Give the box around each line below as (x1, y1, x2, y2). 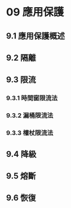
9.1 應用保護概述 (6, 31, 65, 41)
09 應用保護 (6, 5, 64, 19)
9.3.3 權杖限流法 (6, 129, 53, 137)
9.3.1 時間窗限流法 (6, 94, 58, 103)
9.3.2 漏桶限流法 (6, 111, 53, 120)
